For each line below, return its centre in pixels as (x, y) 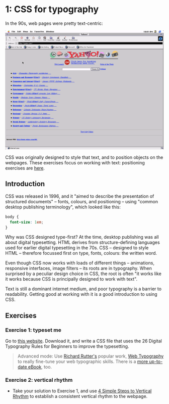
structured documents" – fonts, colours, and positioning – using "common (82, 201)
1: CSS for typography (52, 9)
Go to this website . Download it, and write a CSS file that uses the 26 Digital (83, 341)
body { (12, 217)
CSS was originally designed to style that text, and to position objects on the (84, 157)
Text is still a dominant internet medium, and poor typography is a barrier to (83, 289)
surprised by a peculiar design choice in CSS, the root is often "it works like (83, 274)
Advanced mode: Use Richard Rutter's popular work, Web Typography (91, 356)
